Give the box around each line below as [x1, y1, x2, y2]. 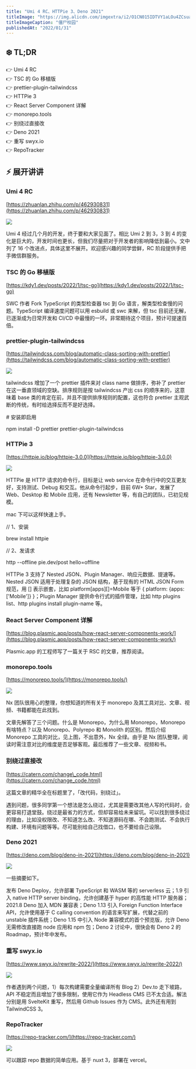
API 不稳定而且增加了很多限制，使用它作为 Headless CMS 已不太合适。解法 [6, 991, 187, 998]
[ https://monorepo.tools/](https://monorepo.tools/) [6, 676, 128, 683]
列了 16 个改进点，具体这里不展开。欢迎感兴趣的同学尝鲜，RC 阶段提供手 [6, 244, 181, 251]
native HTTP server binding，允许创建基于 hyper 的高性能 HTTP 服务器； [12, 894, 188, 901]
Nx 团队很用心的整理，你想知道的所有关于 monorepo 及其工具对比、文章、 [6, 699, 185, 706]
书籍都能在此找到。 [16, 706, 62, 713]
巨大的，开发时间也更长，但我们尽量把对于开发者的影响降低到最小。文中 [16, 237, 190, 244]
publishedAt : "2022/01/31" [6, 25, 72, 31]
